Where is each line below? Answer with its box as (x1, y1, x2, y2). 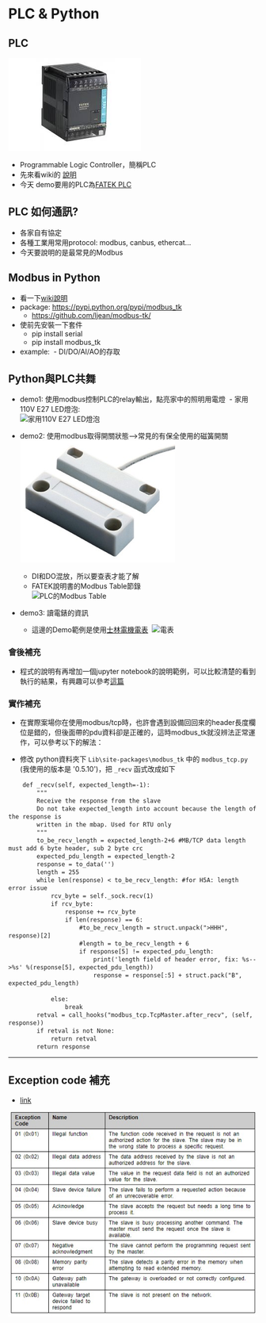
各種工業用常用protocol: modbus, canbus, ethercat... (19, 237, 192, 247)
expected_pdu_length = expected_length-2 (36, 853, 176, 861)
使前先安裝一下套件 (19, 320, 83, 329)
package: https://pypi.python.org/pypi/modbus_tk (19, 302, 182, 312)
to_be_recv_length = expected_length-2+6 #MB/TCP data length (36, 837, 246, 845)
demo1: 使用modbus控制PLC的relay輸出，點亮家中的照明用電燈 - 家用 (19, 394, 249, 405)
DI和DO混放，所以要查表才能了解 (31, 572, 140, 581)
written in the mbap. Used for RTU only (36, 821, 172, 829)
